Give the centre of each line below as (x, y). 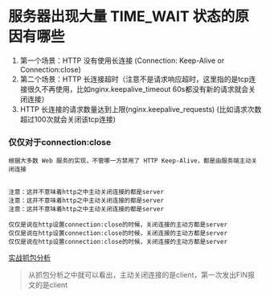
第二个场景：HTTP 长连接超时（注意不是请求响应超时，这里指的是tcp (134, 79)
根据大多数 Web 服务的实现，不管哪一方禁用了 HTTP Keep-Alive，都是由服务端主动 (130, 161)
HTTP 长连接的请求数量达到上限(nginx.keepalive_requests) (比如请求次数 (141, 109)
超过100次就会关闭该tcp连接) (68, 119)
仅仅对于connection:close (59, 142)
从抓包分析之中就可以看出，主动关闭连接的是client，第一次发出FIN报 (141, 275)
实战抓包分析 (29, 258)
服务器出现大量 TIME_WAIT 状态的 (122, 16)
